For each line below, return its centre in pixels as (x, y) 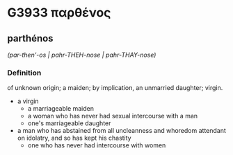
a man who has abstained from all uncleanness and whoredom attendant (121, 131)
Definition (24, 73)
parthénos (30, 38)
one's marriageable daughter (69, 123)
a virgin (28, 101)
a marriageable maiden (61, 109)
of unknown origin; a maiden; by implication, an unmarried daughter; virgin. (115, 88)
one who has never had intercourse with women (97, 145)
